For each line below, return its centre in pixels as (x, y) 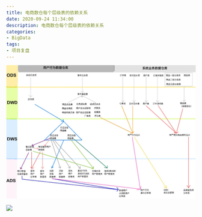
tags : (13, 44)
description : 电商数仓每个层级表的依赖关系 (55, 25)
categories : (21, 32)
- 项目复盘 (18, 51)
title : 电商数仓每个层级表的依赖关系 (47, 13)
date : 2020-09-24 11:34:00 (40, 19)
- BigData (19, 38)
